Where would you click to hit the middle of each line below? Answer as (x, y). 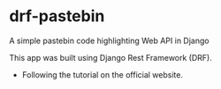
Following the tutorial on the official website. (103, 74)
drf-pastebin (57, 16)
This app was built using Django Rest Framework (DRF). (110, 57)
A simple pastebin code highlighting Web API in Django (109, 41)
